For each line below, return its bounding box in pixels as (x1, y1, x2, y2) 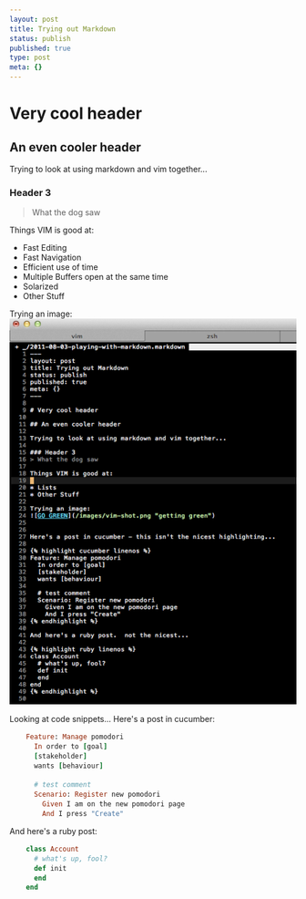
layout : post (9, 15, 59, 24)
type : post (9, 53, 51, 63)
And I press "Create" (42, 810, 125, 819)
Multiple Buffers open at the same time (22, 272, 168, 283)
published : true (9, 44, 71, 53)
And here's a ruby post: (9, 825, 97, 836)
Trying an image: (9, 308, 73, 319)
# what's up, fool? (33, 853, 107, 863)
